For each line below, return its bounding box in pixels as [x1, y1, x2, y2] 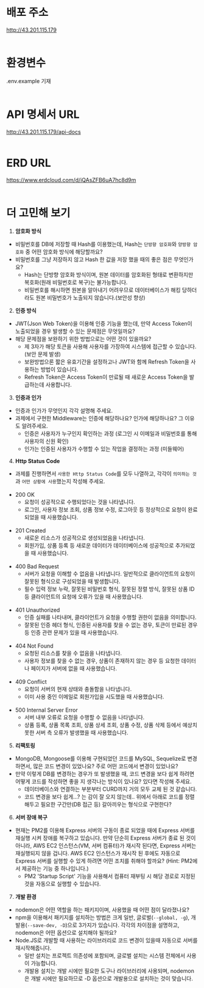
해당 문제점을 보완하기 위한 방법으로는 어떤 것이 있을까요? [15, 335, 152, 342]
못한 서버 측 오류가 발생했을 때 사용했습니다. [24, 728, 128, 736]
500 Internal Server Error [15, 706, 78, 714]
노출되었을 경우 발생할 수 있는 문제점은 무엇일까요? [15, 328, 135, 335]
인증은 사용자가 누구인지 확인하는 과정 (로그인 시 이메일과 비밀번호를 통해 [24, 430, 197, 437]
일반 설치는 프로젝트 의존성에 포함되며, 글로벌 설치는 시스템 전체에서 [24, 951, 186, 959]
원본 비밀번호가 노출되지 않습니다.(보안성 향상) [35, 294, 146, 301]
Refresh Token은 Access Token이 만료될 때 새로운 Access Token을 [24, 373, 188, 381]
